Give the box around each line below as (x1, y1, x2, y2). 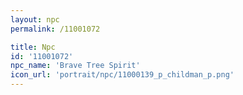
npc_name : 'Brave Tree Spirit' (10, 61, 141, 71)
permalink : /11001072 (10, 24, 101, 34)
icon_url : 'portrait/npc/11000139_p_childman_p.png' (10, 70, 235, 80)
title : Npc (10, 42, 56, 52)
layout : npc (10, 14, 60, 25)
